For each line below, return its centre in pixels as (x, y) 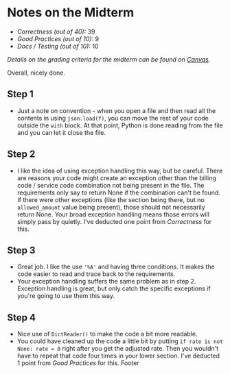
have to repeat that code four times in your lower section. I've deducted (118, 356)
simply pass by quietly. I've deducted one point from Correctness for (114, 221)
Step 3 (21, 250)
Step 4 (22, 317)
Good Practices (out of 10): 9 (58, 38)
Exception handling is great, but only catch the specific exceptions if (114, 288)
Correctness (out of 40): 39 (56, 32)
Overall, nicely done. (36, 73)
